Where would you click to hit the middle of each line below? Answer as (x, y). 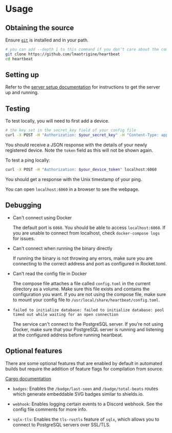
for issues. (24, 238)
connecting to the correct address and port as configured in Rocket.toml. (90, 263)
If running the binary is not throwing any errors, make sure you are (82, 258)
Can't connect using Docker (42, 217)
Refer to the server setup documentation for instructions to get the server (83, 87)
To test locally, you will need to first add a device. (57, 121)
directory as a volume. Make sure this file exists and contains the (81, 289)
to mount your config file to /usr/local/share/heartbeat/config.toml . (86, 300)
